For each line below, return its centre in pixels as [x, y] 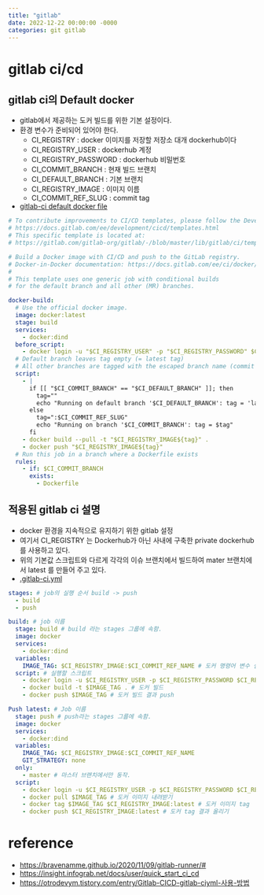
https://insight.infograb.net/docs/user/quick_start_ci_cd [109, 874]
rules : [26, 461]
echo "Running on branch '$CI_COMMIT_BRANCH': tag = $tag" [135, 425]
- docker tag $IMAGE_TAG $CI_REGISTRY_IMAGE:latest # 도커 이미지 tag [136, 804]
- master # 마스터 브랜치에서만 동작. [77, 775]
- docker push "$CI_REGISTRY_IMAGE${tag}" [93, 447]
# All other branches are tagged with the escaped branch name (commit [135, 367]
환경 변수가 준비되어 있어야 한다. [69, 130]
